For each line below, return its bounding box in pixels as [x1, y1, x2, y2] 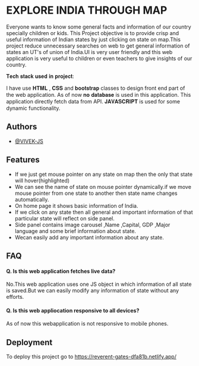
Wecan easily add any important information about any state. [14, 234, 165, 241]
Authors [6, 122, 37, 132]
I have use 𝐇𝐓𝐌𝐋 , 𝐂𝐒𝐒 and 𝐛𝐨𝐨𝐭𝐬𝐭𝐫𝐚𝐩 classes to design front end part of [6, 84, 185, 91]
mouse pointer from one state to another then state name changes [14, 190, 178, 197]
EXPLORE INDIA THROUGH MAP [6, 4, 168, 17]
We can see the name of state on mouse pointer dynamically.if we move [14, 183, 192, 190]
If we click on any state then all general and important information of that [14, 209, 193, 216]
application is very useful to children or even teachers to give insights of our [6, 55, 192, 62]
